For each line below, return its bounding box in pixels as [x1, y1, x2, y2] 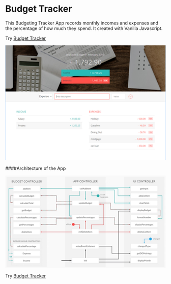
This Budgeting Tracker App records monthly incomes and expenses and [5, 20, 159, 26]
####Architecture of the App [5, 165, 66, 172]
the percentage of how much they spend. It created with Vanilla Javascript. [5, 25, 163, 31]
